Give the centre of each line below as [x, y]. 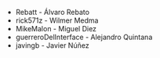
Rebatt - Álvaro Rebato [53, 12]
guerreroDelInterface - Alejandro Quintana [84, 37]
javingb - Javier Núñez [52, 45]
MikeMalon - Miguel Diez [56, 29]
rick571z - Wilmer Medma [57, 20]
